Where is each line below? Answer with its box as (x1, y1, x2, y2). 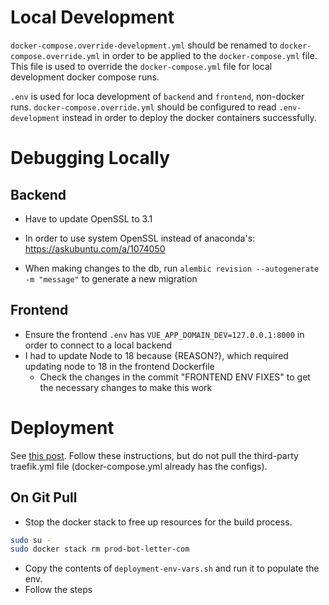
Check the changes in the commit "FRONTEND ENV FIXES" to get (39, 371, 311, 383)
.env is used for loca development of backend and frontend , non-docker (10, 90, 305, 102)
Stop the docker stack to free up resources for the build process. (24, 516, 293, 528)
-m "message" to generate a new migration (24, 272, 198, 285)
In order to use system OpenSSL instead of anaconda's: (24, 232, 256, 244)
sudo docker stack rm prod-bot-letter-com (10, 544, 190, 555)
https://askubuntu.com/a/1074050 (24, 242, 166, 255)
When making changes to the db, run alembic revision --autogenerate (24, 262, 320, 274)
